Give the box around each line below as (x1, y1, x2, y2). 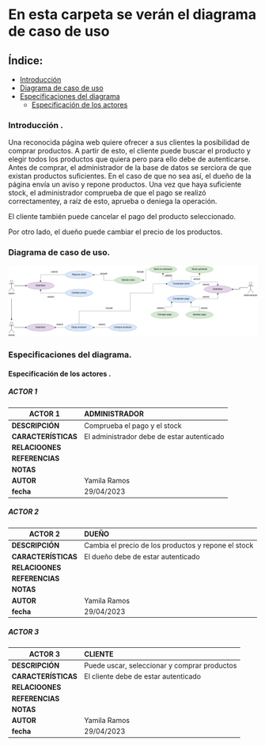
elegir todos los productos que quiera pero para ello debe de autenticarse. (8, 154, 251, 164)
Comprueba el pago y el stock (84, 421, 182, 430)
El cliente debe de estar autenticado (84, 672, 202, 681)
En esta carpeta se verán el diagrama (8, 6, 257, 24)
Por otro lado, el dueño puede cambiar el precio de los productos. (8, 227, 223, 237)
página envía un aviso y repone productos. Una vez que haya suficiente (8, 180, 242, 189)
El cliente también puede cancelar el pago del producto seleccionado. (8, 212, 236, 222)
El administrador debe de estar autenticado (84, 431, 225, 441)
